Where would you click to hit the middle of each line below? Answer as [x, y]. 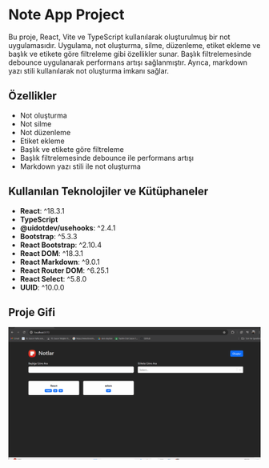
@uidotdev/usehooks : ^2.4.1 [68, 228]
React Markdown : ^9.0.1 [60, 262]
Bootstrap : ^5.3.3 [48, 236]
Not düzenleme [45, 132]
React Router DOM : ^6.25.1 [64, 270]
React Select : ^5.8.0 [53, 278]
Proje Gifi [32, 312]
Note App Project [66, 15]
